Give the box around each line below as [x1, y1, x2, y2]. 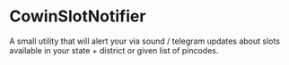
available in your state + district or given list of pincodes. [9, 45, 219, 55]
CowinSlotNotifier [9, 6, 146, 27]
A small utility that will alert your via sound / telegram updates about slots [9, 36, 281, 46]
